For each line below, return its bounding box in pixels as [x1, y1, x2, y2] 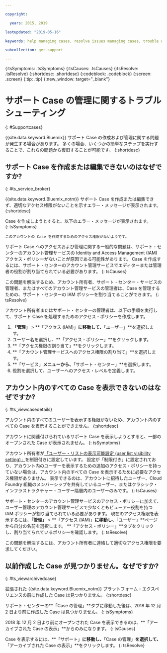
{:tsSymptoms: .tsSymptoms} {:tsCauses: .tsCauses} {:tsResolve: [5, 66, 138, 72]
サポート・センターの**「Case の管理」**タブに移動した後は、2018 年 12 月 [5, 602, 162, 608]
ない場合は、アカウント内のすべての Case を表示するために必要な [13, 468, 148, 475]
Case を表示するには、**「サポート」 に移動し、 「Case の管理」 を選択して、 [5, 636, 162, 642]
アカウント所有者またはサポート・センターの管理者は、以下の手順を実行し [5, 307, 158, 313]
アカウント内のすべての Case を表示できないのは [5, 383, 155, 392]
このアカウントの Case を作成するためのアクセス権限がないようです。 [5, 234, 129, 239]
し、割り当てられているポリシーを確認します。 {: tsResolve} [5, 529, 128, 535]
